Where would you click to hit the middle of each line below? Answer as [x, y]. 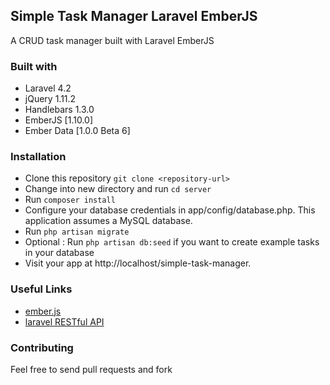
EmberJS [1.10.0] [59, 120]
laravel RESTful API [64, 321]
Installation [38, 157]
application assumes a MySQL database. [108, 221]
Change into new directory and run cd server [118, 189]
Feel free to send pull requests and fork [91, 369]
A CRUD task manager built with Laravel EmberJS [112, 40]
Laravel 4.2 [48, 88]
